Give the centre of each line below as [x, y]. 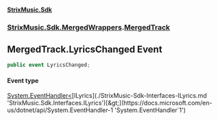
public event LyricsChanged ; [49, 65]
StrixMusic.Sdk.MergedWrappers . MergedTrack [88, 27]
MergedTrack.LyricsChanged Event [85, 49]
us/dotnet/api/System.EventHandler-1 [60, 110]
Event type [23, 80]
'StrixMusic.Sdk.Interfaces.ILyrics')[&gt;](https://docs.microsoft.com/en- [110, 103]
